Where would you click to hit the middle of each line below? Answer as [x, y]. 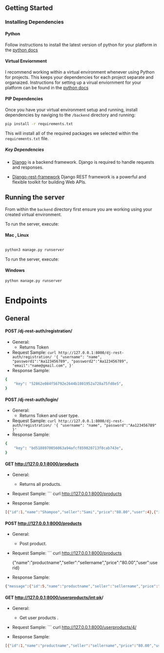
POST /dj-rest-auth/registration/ [39, 331]
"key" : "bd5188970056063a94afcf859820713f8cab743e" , [69, 448]
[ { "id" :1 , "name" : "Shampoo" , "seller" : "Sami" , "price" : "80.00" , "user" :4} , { [81, 512]
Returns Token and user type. [49, 416]
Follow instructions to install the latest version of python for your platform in [81, 45]
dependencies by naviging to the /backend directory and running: [70, 115]
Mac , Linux [17, 235]
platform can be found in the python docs [47, 87]
